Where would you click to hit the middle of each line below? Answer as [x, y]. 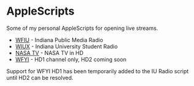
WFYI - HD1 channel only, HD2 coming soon [71, 59]
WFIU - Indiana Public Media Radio [59, 40]
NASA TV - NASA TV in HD [49, 52]
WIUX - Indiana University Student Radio [66, 46]
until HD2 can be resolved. [40, 77]
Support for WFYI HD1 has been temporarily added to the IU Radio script [98, 71]
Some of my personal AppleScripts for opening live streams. [82, 28]
